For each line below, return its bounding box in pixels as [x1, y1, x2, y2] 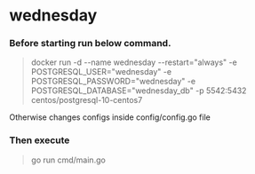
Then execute [9, 134, 70, 146]
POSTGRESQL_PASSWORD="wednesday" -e [30, 76, 196, 87]
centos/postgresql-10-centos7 [30, 95, 143, 106]
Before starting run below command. [9, 37, 171, 50]
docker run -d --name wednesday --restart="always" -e [30, 57, 237, 67]
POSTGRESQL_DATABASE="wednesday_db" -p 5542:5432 [30, 85, 247, 96]
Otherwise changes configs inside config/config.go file [9, 112, 211, 123]
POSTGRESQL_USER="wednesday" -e [30, 67, 171, 77]
